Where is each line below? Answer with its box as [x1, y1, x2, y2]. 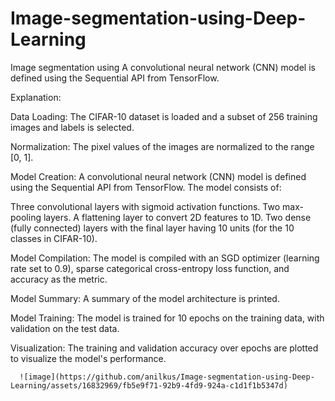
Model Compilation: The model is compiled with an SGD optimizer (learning [10, 252, 320, 264]
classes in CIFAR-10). [10, 232, 98, 244]
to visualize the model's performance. [10, 352, 167, 364]
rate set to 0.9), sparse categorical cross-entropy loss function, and [10, 262, 290, 274]
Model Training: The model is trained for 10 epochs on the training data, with [10, 312, 325, 324]
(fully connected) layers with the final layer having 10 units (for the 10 [10, 222, 295, 234]
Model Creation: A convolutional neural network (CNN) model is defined [10, 170, 307, 182]
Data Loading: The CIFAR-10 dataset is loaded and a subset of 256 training [10, 110, 318, 122]
